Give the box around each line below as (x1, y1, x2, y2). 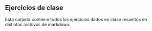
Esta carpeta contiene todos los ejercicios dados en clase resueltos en (5, 16, 148, 22)
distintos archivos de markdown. (5, 21, 71, 27)
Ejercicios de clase (5, 4, 64, 12)
